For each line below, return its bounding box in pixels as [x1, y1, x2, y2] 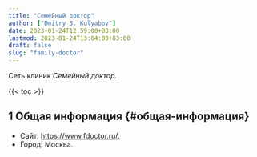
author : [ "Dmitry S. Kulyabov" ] [8, 19, 116, 27]
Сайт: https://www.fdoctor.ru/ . [19, 131, 120, 140]
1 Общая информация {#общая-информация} [8, 110, 250, 123]
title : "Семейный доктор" [8, 11, 94, 20]
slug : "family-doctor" [8, 49, 84, 57]
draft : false [8, 42, 52, 50]
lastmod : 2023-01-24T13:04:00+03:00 [8, 34, 131, 42]
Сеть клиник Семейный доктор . [8, 71, 118, 80]
